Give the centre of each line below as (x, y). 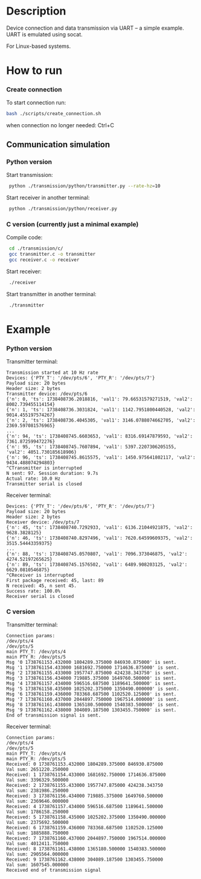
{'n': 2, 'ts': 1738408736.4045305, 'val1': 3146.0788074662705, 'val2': (101, 420)
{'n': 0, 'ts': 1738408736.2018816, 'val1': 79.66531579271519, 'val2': (100, 399)
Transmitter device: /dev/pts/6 (47, 394)
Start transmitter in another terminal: (51, 294)
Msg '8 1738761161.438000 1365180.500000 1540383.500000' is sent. (93, 705)
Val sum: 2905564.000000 (37, 854)
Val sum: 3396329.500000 (37, 780)
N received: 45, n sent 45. (42, 586)
